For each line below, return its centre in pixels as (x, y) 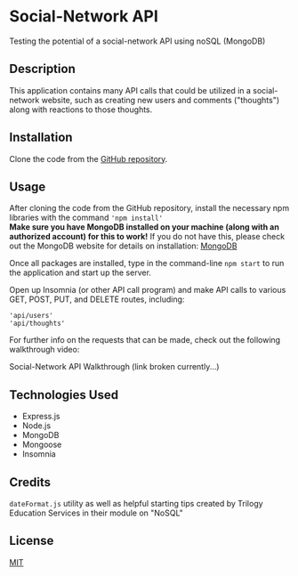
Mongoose (42, 445)
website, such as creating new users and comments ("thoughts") (161, 100)
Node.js (36, 426)
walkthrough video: (44, 350)
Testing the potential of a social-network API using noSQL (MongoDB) (137, 41)
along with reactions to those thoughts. (81, 110)
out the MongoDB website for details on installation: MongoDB (123, 246)
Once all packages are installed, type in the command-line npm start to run (147, 264)
